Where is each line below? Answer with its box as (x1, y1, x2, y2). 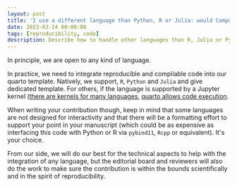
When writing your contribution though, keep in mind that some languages (7, 106, 224, 114)
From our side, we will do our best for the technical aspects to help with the (7, 150, 226, 158)
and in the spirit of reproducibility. (7, 172, 106, 181)
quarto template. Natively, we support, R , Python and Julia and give (7, 77, 203, 85)
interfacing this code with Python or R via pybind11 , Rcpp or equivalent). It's (7, 128, 225, 137)
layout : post (7, 10, 46, 18)
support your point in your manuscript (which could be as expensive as (7, 121, 214, 129)
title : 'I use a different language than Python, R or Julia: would (7, 17, 213, 24)
